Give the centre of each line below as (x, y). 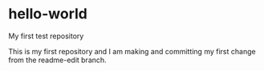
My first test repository (46, 36)
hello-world (48, 14)
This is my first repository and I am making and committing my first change (132, 51)
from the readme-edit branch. (57, 60)
